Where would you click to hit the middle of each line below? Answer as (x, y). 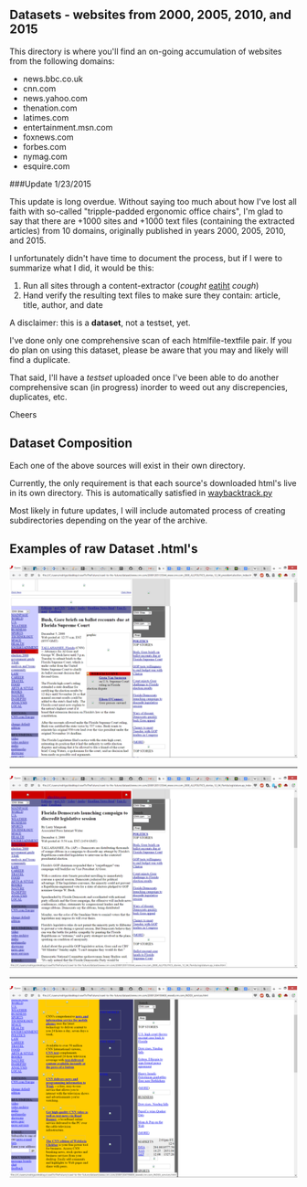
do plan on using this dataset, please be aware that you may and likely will (149, 350)
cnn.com (39, 88)
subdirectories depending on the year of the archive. (109, 520)
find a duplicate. (40, 359)
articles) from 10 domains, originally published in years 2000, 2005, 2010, (148, 230)
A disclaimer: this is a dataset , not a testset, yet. (100, 323)
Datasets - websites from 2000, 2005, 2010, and (151, 15)
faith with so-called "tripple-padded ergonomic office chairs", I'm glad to (146, 211)
